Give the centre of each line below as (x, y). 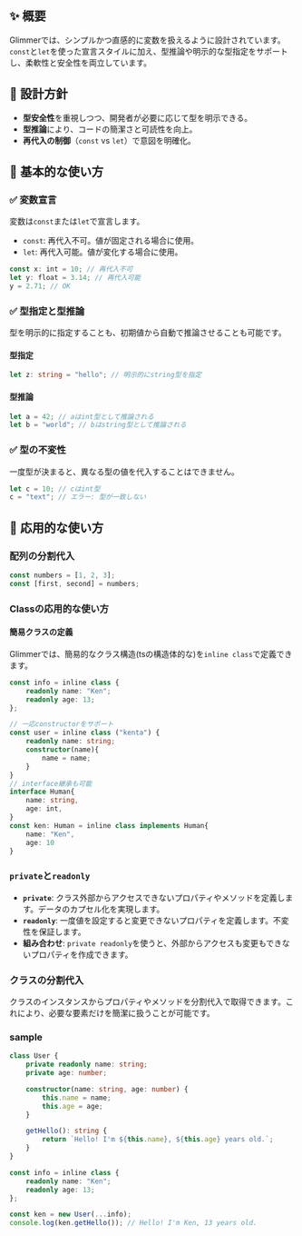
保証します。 (62, 932)
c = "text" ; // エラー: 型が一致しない (78, 497)
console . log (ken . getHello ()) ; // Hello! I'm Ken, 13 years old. (133, 1223)
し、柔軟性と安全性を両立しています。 (81, 63)
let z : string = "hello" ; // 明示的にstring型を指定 (106, 375)
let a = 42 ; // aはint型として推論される (82, 416)
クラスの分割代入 (47, 980)
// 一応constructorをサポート (62, 724)
